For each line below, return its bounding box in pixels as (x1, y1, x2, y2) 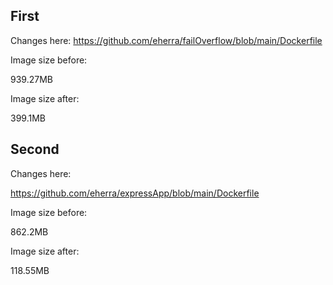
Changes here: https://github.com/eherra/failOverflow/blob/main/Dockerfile (10, 34, 323, 46)
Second (10, 141, 60, 158)
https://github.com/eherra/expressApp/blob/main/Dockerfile (10, 187, 260, 199)
